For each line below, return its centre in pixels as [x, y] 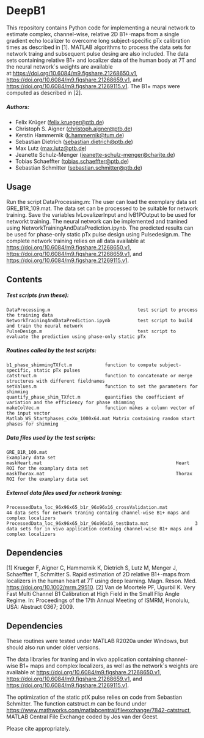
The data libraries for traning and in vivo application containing [85, 659]
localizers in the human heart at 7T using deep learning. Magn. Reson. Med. [102, 581]
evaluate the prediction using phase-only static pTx [76, 337]
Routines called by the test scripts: [51, 350]
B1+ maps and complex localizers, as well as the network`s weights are [109, 666]
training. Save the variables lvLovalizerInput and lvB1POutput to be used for [101, 214]
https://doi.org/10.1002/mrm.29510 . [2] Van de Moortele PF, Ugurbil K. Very [101, 587]
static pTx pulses [57, 371]
